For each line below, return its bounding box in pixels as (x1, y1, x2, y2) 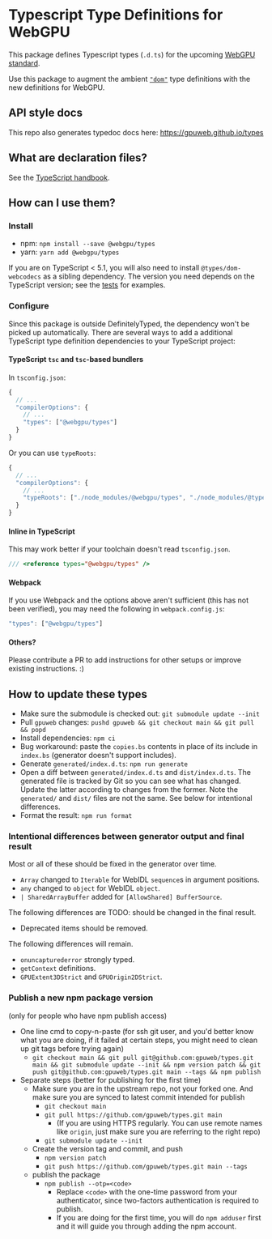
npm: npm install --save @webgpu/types (19, 239, 155, 249)
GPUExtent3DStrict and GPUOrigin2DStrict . (19, 972, 163, 981)
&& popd (19, 726, 46, 734)
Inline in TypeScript (8, 526, 75, 536)
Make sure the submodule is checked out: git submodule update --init (19, 709, 261, 718)
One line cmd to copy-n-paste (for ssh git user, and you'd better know (19, 1026, 254, 1036)
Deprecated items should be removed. (19, 923, 148, 933)
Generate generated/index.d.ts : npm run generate (19, 759, 189, 769)
